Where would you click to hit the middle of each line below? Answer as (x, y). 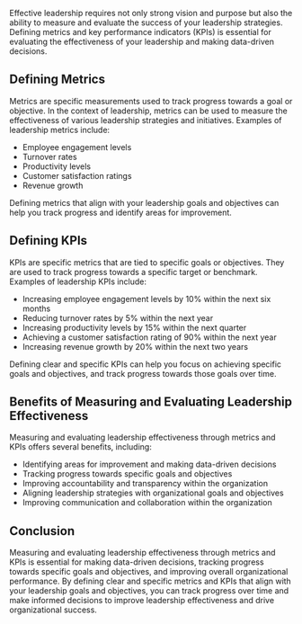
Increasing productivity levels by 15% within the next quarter (134, 327)
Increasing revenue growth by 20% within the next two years (135, 346)
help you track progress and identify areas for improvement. (120, 212)
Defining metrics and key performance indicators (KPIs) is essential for (140, 32)
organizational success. (53, 610)
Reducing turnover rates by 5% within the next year (118, 317)
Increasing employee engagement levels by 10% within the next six (147, 299)
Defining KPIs (49, 241)
